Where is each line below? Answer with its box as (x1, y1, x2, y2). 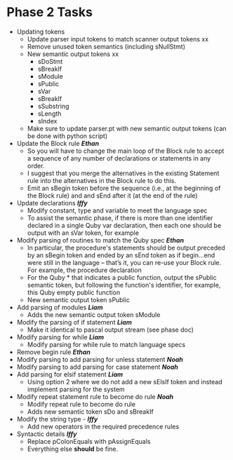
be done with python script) (27, 131, 108, 140)
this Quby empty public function (27, 288, 121, 297)
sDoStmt (37, 57, 63, 65)
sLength (37, 109, 62, 118)
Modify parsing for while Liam (16, 332, 105, 341)
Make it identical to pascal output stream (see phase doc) (27, 325, 194, 334)
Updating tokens (16, 27, 65, 36)
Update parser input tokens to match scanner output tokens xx (27, 34, 208, 43)
